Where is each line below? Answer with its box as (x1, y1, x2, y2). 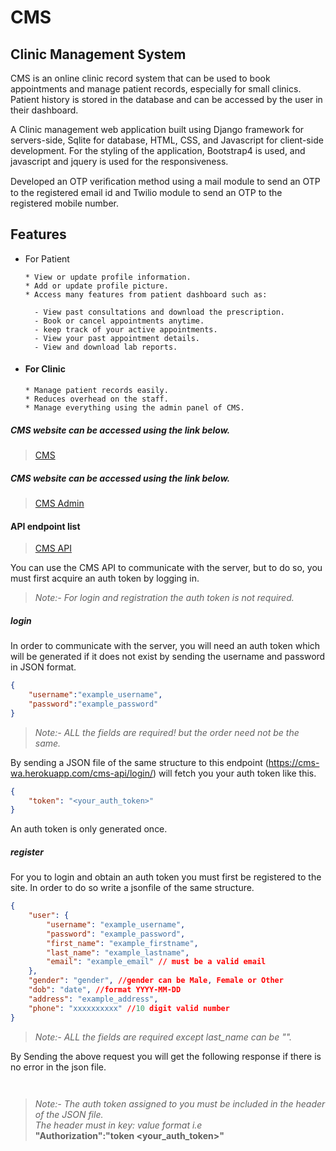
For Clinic (24, 363, 66, 375)
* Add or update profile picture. (24, 281, 169, 291)
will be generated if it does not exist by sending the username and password (10, 651, 326, 663)
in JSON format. (10, 661, 77, 673)
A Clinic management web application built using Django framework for (10, 124, 305, 135)
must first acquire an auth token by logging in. (10, 572, 200, 585)
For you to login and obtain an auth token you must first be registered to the (10, 871, 322, 883)
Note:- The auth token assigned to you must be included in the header (34, 1097, 326, 1110)
